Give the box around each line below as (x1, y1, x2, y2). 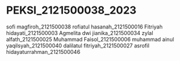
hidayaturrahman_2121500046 (6, 48, 81, 55)
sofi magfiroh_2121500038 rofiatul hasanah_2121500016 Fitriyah (6, 23, 163, 30)
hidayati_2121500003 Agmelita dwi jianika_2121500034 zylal (6, 29, 153, 36)
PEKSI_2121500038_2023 (6, 4, 137, 17)
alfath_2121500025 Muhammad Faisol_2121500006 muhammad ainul (6, 36, 174, 43)
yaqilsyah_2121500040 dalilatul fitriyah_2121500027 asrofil (6, 42, 150, 49)
